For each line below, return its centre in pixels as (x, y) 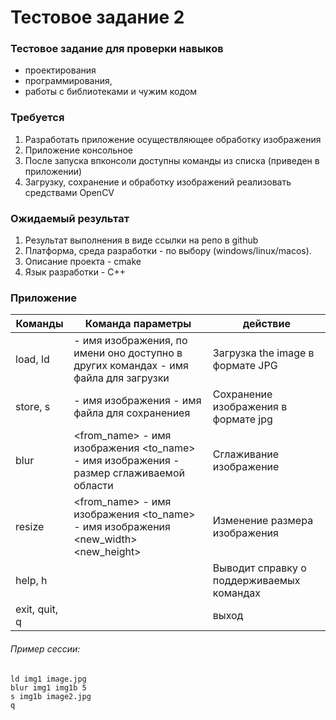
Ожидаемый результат (70, 218)
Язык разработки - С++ (75, 272)
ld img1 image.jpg (48, 679)
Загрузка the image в (263, 353)
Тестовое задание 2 (97, 17)
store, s (33, 407)
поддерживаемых (256, 581)
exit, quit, (37, 609)
